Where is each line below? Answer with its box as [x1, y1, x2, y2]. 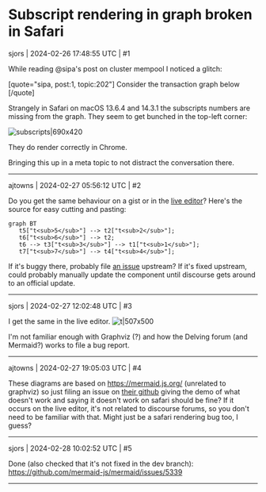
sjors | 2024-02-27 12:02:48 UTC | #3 [8, 301, 132, 310]
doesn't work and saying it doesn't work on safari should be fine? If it [8, 395, 234, 405]
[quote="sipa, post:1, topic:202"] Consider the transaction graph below [8, 79, 240, 89]
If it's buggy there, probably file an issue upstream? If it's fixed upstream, [8, 261, 248, 271]
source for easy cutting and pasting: [8, 204, 127, 213]
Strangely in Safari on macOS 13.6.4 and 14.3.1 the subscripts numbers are [8, 103, 251, 113]
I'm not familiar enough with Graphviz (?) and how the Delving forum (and [8, 332, 248, 341]
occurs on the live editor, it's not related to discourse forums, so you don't [8, 403, 249, 413]
